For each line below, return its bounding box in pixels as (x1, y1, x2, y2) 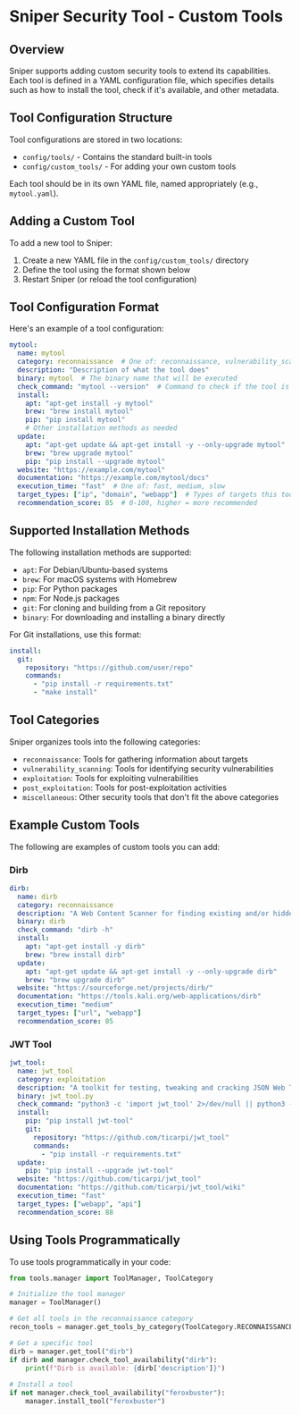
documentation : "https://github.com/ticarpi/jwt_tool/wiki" (17, 1183, 246, 1192)
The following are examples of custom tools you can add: (9, 841, 221, 852)
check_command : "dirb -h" (17, 925, 114, 935)
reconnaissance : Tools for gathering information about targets (21, 754, 248, 764)
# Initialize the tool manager (9, 1290, 126, 1299)
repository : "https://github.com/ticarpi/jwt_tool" (32, 1133, 229, 1141)
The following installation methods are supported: (9, 547, 192, 558)
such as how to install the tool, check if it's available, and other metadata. (9, 85, 279, 95)
